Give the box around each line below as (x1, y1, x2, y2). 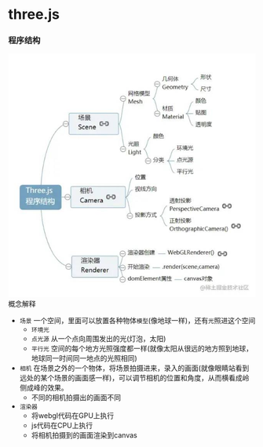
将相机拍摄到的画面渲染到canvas (31, 431, 137, 440)
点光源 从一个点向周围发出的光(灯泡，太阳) (31, 334, 166, 343)
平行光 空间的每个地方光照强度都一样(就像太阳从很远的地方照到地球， (31, 343, 254, 354)
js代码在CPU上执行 (31, 421, 93, 431)
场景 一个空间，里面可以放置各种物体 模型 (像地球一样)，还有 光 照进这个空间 (19, 316, 256, 325)
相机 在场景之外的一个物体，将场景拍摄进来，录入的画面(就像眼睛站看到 (19, 363, 250, 373)
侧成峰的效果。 (19, 383, 68, 393)
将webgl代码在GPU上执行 (31, 411, 115, 420)
